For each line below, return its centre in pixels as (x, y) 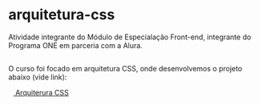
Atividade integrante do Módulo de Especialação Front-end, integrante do (130, 37)
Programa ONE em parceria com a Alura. (75, 45)
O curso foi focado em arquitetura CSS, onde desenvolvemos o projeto (125, 69)
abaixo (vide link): (38, 77)
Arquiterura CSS (42, 93)
